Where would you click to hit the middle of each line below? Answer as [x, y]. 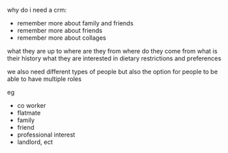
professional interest [46, 134]
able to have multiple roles [44, 79]
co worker [32, 105]
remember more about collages [61, 38]
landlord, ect [35, 142]
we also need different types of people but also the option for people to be [113, 72]
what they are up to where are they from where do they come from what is [112, 51]
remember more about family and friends [75, 23]
